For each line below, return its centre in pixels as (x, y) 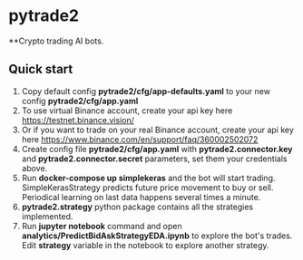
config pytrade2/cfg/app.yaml (80, 101)
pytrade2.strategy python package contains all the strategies (137, 207)
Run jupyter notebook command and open (102, 226)
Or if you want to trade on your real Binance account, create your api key (157, 130)
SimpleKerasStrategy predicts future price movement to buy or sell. (147, 188)
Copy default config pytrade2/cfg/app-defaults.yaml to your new (146, 91)
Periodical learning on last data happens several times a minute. (141, 197)
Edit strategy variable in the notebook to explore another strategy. (145, 245)
